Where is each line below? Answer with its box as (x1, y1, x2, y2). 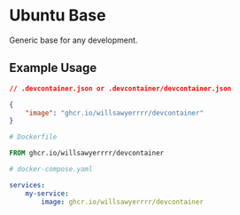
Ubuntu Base (9, 5, 106, 26)
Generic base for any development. (9, 35, 138, 45)
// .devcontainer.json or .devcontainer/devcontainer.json (9, 84, 232, 93)
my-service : (25, 188, 69, 198)
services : (9, 180, 46, 189)
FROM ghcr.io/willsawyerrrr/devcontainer (9, 148, 165, 158)
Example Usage (9, 60, 97, 76)
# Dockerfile (9, 132, 58, 142)
